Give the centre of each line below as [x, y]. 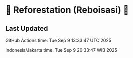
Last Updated [27, 29]
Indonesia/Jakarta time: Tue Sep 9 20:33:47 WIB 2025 [61, 50]
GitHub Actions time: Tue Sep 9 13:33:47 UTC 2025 [58, 40]
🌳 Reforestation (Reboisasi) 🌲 [67, 10]
